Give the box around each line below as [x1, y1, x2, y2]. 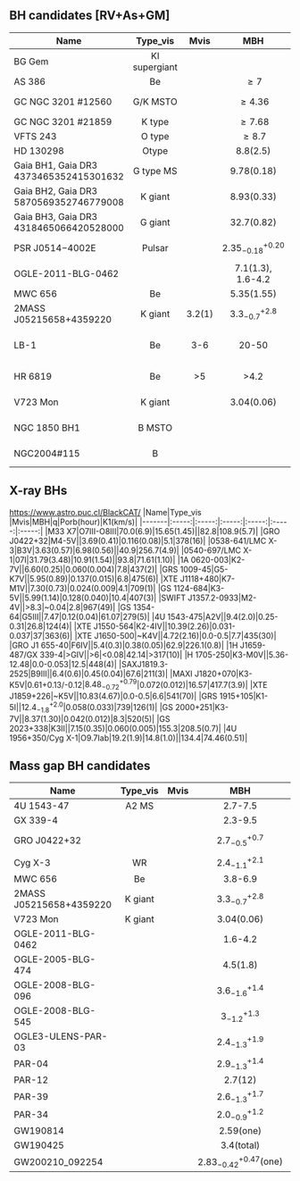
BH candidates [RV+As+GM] [9, 8, 171, 23]
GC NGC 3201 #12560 [13, 95, 112, 107]
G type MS [132, 164, 178, 177]
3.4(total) [220, 1139, 261, 1152]
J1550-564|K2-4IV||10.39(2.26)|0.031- [93, 621, 236, 632]
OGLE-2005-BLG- [13, 952, 96, 965]
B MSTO [137, 421, 172, 433]
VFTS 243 [13, 130, 57, 142]
